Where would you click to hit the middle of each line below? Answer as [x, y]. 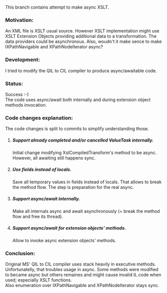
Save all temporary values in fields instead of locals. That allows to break [87, 182]
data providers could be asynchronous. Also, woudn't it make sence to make [83, 41]
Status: [14, 83]
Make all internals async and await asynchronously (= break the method [86, 211]
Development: [23, 60]
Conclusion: [20, 253]
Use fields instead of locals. [42, 169]
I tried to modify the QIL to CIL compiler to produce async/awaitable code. [81, 71]
